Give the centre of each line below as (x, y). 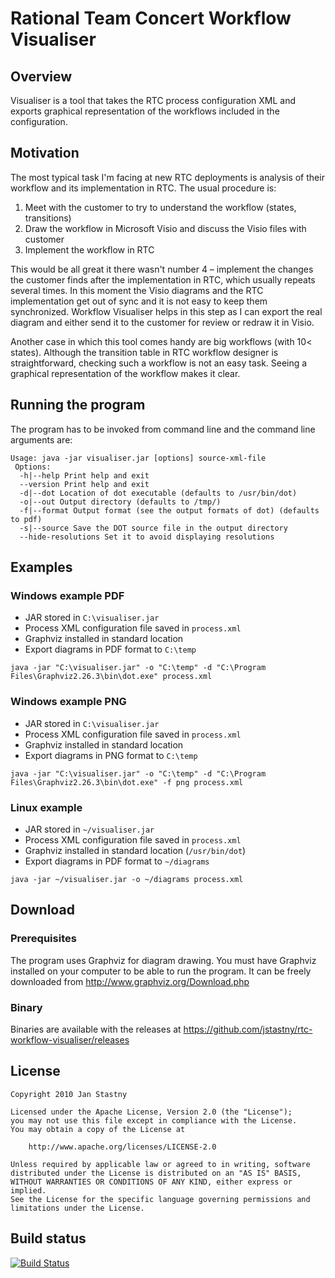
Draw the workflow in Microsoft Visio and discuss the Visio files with (165, 228)
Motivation (45, 153)
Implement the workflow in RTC (89, 249)
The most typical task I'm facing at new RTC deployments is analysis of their (167, 177)
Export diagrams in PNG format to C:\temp (111, 755)
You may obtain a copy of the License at (98, 1129)
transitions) (48, 218)
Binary (26, 1007)
